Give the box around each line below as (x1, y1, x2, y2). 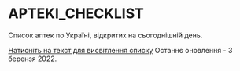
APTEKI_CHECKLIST (8, 5, 144, 23)
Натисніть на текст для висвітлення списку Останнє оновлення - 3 (8, 45, 233, 55)
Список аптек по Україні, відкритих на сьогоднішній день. (8, 30, 203, 40)
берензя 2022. (8, 54, 57, 63)
